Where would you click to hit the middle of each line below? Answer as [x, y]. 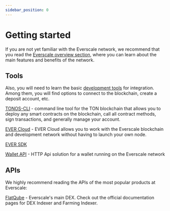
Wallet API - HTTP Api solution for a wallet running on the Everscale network [85, 154]
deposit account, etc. [27, 99]
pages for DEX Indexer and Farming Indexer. [52, 203]
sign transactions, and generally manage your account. [63, 119]
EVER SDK [16, 145]
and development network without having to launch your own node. [76, 134]
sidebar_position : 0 [27, 10]
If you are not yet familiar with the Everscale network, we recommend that [82, 49]
